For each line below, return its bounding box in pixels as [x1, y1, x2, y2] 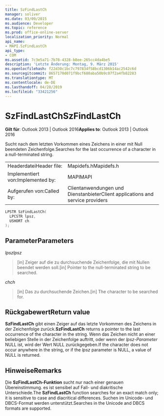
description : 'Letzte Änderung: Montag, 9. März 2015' [5, 62, 119, 67]
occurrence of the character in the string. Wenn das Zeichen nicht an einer [5, 331, 155, 337]
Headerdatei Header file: [7, 163, 62, 170]
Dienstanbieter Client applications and [67, 191, 154, 197]
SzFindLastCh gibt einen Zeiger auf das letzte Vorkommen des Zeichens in [5, 321, 157, 327]
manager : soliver [5, 12, 41, 17]
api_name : [5, 39, 25, 44]
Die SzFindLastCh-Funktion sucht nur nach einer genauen [5, 379, 123, 385]
